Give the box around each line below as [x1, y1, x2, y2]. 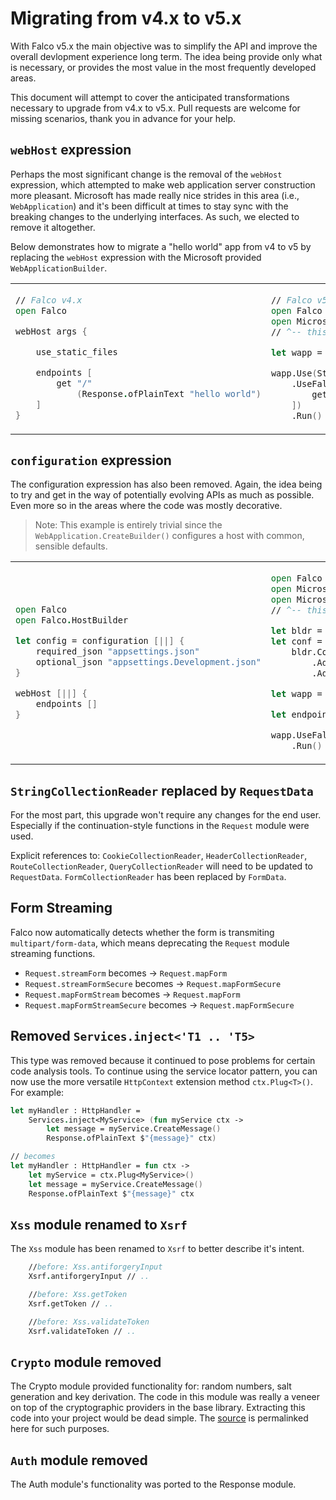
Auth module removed [10, 1452, 148, 1469]
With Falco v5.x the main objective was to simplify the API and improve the [10, 40, 318, 52]
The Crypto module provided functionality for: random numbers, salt [10, 1380, 292, 1392]
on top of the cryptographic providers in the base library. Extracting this [10, 1402, 306, 1414]
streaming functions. [10, 947, 96, 959]
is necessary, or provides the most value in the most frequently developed [10, 61, 317, 73]
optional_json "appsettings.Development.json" [35, 657, 262, 668]
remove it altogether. [10, 221, 96, 233]
